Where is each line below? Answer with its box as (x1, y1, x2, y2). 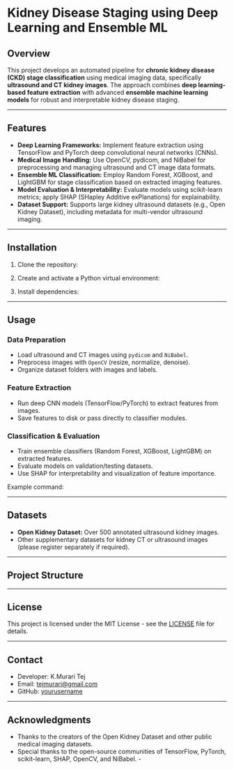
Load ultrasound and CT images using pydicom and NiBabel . (17, 351, 189, 359)
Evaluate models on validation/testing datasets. (17, 462, 153, 470)
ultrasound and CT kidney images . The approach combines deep (7, 81, 197, 89)
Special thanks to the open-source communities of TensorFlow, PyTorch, (17, 747, 226, 755)
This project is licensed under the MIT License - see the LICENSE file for (7, 619, 214, 628)
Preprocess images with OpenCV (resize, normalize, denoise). (17, 358, 190, 367)
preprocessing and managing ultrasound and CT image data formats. (17, 163, 216, 172)
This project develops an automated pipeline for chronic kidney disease (7, 66, 215, 74)
